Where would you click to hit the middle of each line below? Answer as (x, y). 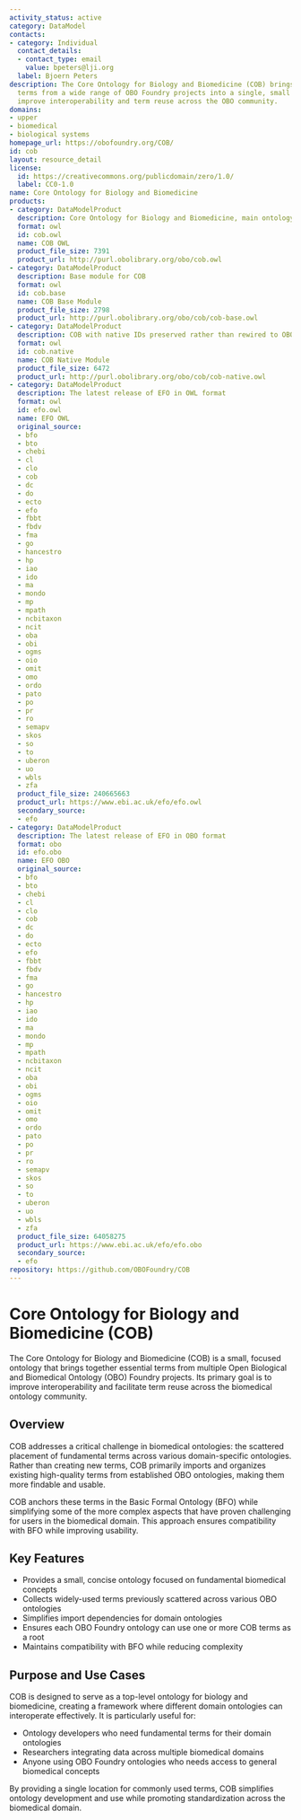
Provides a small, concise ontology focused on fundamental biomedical (154, 1580)
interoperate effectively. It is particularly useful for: (103, 1716)
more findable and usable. (57, 1484)
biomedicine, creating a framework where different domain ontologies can (146, 1706)
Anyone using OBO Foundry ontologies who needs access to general (150, 1762)
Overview (37, 1424)
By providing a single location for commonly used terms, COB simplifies (142, 1789)
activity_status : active (56, 18)
